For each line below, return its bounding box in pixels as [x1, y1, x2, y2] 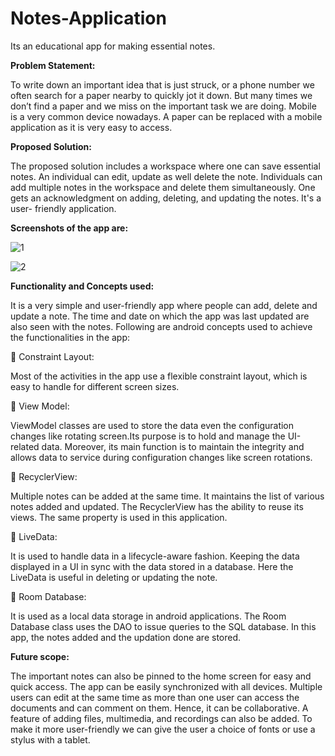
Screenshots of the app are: [10, 222, 129, 234]
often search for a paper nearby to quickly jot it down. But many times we [10, 89, 313, 101]
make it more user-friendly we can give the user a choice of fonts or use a [10, 723, 316, 735]
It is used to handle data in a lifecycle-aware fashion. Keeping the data [10, 550, 300, 562]
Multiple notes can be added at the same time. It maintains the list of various [10, 490, 325, 502]
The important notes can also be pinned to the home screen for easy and [10, 670, 312, 682]
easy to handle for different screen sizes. [10, 380, 180, 392]
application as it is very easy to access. [10, 121, 173, 133]
